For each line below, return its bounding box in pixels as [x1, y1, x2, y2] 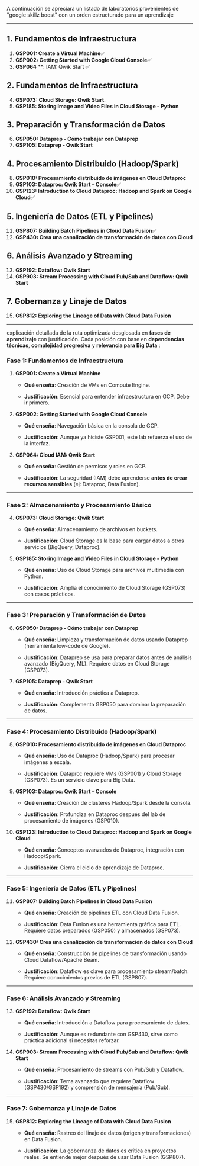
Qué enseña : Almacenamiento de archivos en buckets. [24, 526, 158, 533]
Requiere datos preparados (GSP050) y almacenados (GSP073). [24, 927, 181, 934]
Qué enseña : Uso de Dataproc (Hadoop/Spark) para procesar [24, 752, 175, 759]
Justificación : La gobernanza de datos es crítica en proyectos [24, 1147, 177, 1154]
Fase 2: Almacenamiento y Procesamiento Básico [6, 500, 152, 509]
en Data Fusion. [24, 1135, 63, 1142]
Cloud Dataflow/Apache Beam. [24, 956, 99, 963]
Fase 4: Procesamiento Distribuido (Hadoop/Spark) [6, 727, 157, 735]
